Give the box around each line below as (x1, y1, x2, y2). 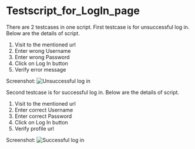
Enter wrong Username (14, 47, 71, 54)
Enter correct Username (14, 106, 73, 113)
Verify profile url (14, 125, 54, 132)
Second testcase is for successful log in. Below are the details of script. (6, 89, 180, 96)
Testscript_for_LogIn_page (6, 4, 140, 18)
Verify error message (14, 66, 66, 73)
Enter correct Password (14, 113, 72, 120)
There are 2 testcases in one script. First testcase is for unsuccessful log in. (6, 23, 190, 31)
